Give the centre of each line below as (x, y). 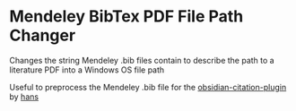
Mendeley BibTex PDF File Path (126, 17)
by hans (24, 97)
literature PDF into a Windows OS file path (87, 70)
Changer (43, 35)
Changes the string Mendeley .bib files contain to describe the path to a (142, 60)
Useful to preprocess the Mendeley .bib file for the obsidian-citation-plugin (148, 87)
